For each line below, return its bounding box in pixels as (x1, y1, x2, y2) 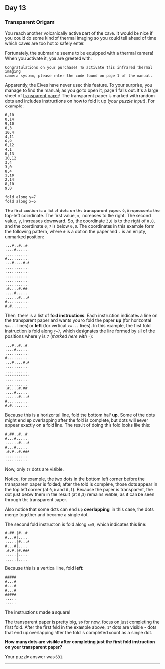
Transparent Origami (5, 19, 56, 26)
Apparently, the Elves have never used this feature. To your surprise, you (5, 82, 153, 88)
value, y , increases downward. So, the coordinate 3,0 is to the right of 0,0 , (5, 218, 155, 224)
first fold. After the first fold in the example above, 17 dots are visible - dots (5, 624, 157, 630)
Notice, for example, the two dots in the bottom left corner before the (5, 476, 145, 482)
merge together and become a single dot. (5, 511, 89, 517)
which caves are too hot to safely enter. (5, 40, 85, 46)
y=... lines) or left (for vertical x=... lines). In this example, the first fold (5, 322, 151, 328)
